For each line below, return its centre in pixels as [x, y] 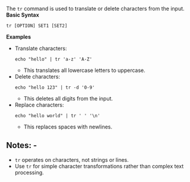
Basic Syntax [23, 15]
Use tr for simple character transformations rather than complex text [99, 166]
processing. [29, 172]
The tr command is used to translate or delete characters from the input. [96, 9]
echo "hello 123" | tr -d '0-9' [55, 87]
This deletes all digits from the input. [68, 98]
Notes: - [22, 145]
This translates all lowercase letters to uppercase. [84, 70]
